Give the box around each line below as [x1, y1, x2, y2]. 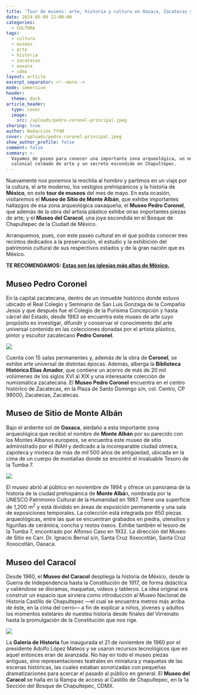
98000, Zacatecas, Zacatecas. [6, 391, 80, 398]
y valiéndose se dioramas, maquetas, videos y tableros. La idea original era [6, 586, 188, 593]
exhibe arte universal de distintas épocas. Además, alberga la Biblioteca [6, 360, 181, 367]
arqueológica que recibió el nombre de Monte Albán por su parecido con [6, 430, 184, 437]
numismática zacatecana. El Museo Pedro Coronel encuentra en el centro [6, 379, 185, 386]
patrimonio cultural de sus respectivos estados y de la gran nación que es [6, 244, 185, 252]
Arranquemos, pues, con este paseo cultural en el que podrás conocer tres [6, 232, 188, 239]
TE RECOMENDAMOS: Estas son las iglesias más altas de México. [6, 262, 170, 269]
